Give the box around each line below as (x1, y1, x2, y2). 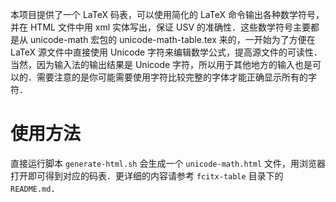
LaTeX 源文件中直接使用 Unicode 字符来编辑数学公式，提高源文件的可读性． (10, 46, 323, 58)
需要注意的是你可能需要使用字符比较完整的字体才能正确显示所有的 (36, 71, 308, 83)
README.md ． (10, 182, 60, 194)
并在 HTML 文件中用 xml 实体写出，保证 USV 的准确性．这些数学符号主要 (10, 21, 311, 33)
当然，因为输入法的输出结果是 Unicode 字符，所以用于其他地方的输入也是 (10, 59, 313, 70)
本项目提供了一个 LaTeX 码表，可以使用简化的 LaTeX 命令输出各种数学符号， (10, 9, 325, 20)
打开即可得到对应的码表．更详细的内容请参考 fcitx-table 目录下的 (10, 169, 284, 182)
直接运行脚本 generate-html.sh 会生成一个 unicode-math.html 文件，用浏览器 (10, 157, 326, 169)
